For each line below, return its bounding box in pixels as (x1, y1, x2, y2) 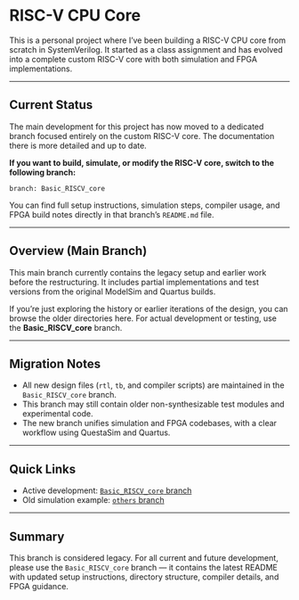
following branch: (9, 167, 77, 177)
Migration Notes (9, 356, 101, 371)
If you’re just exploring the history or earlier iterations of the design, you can (9, 303, 288, 314)
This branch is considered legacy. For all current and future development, (9, 553, 279, 563)
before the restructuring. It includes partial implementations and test (9, 276, 260, 287)
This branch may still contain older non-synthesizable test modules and (21, 399, 285, 410)
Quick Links (9, 461, 77, 477)
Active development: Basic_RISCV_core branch (21, 485, 192, 496)
